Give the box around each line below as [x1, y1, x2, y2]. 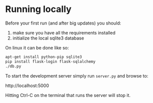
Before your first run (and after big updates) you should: [5, 20, 122, 26]
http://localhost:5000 [5, 82, 49, 88]
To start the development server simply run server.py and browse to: [5, 72, 148, 78]
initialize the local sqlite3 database [12, 35, 85, 41]
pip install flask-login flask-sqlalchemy [5, 59, 96, 64]
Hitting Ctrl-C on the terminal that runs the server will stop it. [5, 92, 131, 98]
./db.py [5, 63, 22, 68]
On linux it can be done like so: [5, 44, 69, 50]
